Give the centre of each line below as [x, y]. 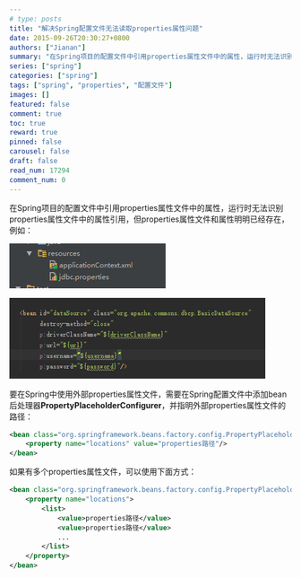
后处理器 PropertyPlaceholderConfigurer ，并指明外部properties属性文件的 [148, 405]
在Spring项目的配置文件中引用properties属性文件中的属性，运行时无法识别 [146, 207]
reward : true [34, 133]
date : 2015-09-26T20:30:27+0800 [69, 38]
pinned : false [36, 142]
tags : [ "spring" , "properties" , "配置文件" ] [91, 85]
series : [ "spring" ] [46, 66]
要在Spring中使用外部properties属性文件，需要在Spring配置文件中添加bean [148, 394]
